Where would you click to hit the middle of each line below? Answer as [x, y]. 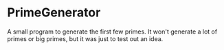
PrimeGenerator [54, 13]
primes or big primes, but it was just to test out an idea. [85, 38]
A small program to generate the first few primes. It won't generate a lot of [112, 32]
